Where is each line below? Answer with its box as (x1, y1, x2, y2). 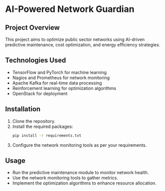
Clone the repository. (12, 118, 55, 124)
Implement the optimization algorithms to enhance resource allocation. (12, 180, 157, 186)
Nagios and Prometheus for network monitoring (12, 75, 110, 81)
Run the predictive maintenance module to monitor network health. (12, 170, 149, 176)
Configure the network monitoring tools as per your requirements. (12, 142, 147, 148)
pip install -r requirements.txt (12, 133, 82, 138)
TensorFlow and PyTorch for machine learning (12, 69, 107, 75)
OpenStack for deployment (12, 91, 68, 96)
